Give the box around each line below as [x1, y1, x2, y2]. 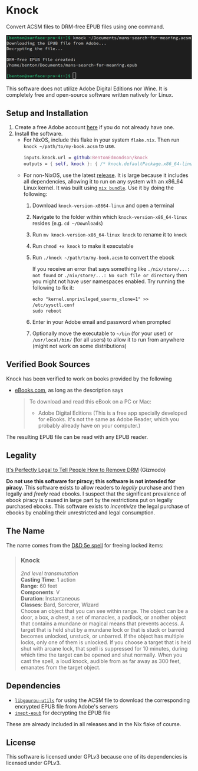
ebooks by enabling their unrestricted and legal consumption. [6, 508, 156, 516]
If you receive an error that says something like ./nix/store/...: [32, 265, 190, 273]
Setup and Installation [6, 108, 88, 118]
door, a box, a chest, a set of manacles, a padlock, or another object [20, 613, 187, 621]
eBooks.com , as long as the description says [14, 386, 124, 393]
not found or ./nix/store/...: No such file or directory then [32, 272, 187, 279]
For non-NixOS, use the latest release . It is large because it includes [23, 172, 189, 179]
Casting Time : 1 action [20, 576, 76, 583]
